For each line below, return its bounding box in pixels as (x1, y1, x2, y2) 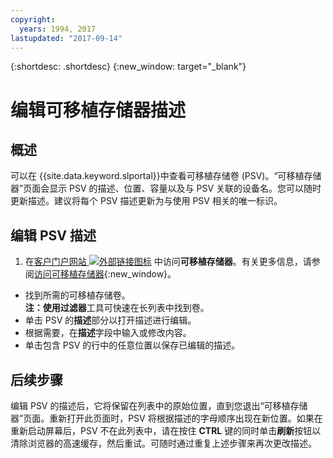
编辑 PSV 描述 (10, 227, 97, 244)
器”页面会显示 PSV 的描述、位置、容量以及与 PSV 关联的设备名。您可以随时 (10, 182, 322, 195)
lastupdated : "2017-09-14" (10, 33, 123, 43)
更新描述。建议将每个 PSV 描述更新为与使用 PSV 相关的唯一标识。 (10, 195, 283, 207)
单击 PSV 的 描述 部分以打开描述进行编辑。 (24, 314, 197, 326)
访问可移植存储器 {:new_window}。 (33, 268, 177, 280)
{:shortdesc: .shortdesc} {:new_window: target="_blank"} (10, 61, 247, 73)
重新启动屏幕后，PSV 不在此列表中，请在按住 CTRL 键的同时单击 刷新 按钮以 (10, 425, 322, 436)
